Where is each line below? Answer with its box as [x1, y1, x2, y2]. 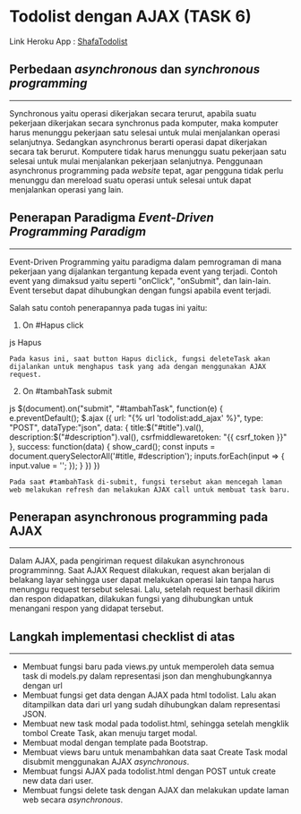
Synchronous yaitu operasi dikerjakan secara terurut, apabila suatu [9, 107, 257, 118]
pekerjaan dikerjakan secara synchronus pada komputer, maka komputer [9, 117, 279, 128]
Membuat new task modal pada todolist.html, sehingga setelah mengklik [21, 718, 289, 729]
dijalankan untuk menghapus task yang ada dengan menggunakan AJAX [9, 362, 267, 371]
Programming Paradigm [9, 224, 146, 239]
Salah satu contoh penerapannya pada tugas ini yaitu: [9, 302, 208, 313]
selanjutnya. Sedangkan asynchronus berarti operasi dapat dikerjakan [9, 136, 268, 147]
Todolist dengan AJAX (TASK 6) [9, 6, 253, 27]
